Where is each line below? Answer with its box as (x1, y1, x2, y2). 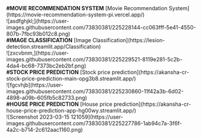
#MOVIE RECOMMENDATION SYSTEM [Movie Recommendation (6, 5, 168, 11)
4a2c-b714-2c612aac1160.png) (6, 126, 83, 133)
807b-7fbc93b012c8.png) (6, 30, 71, 37)
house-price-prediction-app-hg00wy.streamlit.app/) (6, 107, 137, 114)
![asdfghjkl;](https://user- (6, 17, 69, 25)
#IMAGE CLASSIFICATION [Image (6, 37, 92, 43)
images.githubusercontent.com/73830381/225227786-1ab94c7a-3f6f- (6, 120, 182, 127)
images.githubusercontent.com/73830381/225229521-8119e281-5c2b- (6, 56, 183, 63)
